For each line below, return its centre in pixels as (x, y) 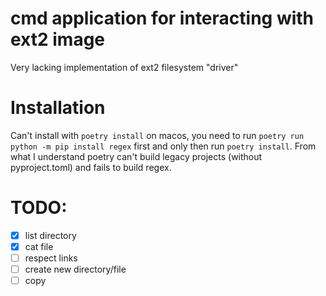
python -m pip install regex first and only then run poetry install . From (163, 146)
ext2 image (58, 39)
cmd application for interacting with (162, 18)
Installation (58, 108)
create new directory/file (75, 269)
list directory (50, 235)
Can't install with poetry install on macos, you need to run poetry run (157, 135)
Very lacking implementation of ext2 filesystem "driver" (124, 67)
